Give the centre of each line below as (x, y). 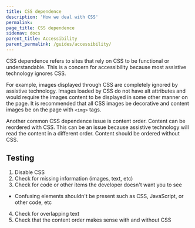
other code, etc (33, 202)
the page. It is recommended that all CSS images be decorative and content (98, 103)
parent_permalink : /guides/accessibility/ (59, 45)
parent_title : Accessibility (42, 39)
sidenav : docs (23, 33)
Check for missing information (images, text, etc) (74, 178)
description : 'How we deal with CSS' (52, 17)
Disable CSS (30, 172)
